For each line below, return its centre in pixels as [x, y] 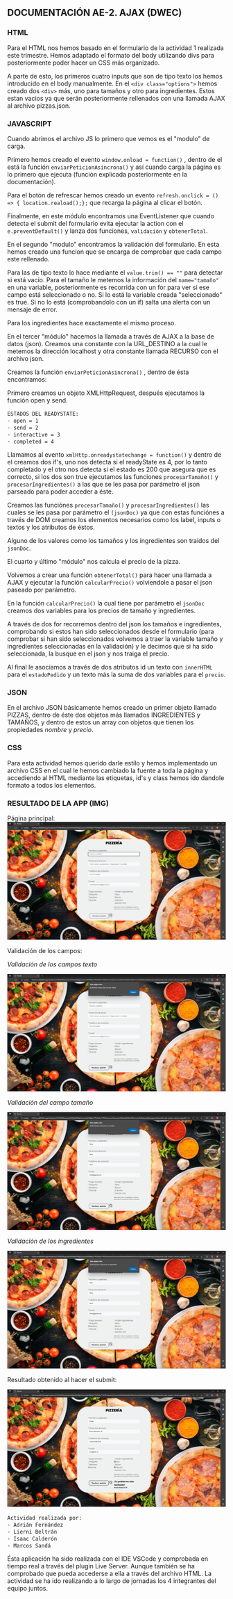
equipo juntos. [28, 1589]
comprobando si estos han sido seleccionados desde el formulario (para [111, 631]
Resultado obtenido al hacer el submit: [62, 1379]
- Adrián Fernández [35, 1525]
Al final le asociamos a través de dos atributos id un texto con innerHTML [110, 667]
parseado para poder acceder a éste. [60, 492]
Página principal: [31, 818]
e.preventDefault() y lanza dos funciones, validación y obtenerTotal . [107, 231]
